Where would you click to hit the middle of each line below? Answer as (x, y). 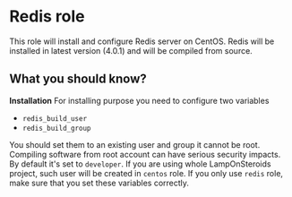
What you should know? (78, 79)
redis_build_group (56, 128)
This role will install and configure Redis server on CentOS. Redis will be (142, 41)
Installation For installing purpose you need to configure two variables (139, 100)
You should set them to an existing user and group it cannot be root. (135, 144)
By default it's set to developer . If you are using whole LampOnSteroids (140, 164)
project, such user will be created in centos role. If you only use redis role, (146, 173)
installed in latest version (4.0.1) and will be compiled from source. (131, 50)
